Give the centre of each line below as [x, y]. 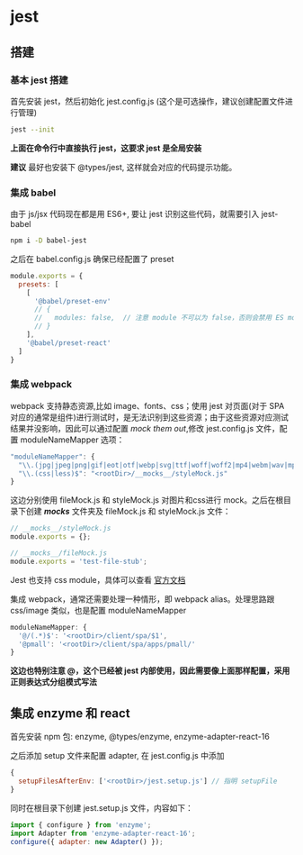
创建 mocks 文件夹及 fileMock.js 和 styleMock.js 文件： [129, 512]
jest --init [32, 129]
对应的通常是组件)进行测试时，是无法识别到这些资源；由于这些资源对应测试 [150, 417]
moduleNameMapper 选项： [72, 440]
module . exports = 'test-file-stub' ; [79, 561]
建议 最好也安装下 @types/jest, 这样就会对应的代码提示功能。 [124, 167]
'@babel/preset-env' [72, 301]
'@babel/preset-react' [69, 343]
